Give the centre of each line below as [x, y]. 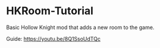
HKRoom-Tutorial [50, 11]
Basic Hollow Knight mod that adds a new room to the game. [80, 27]
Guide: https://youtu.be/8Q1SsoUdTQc [54, 39]
